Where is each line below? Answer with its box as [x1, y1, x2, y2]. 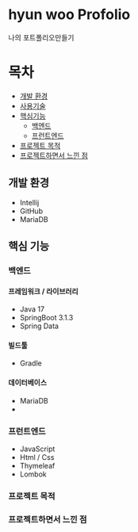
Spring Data [19, 321, 59, 331]
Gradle [19, 358, 42, 368]
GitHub [19, 206, 44, 216]
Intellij [19, 197, 40, 207]
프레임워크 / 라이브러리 [8, 286, 79, 296]
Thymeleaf [19, 461, 56, 470]
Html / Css [19, 452, 55, 461]
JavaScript [19, 444, 56, 454]
